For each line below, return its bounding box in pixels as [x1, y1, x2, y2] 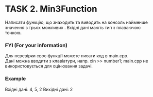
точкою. [5, 30, 22, 35]
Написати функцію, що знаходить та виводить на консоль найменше [5, 19, 148, 25]
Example [5, 75, 26, 82]
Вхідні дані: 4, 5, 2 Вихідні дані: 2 [5, 86, 73, 92]
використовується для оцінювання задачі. [5, 63, 93, 69]
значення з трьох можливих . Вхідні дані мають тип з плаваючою [5, 24, 141, 30]
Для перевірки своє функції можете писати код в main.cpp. [5, 53, 129, 59]
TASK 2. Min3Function [5, 3, 97, 15]
